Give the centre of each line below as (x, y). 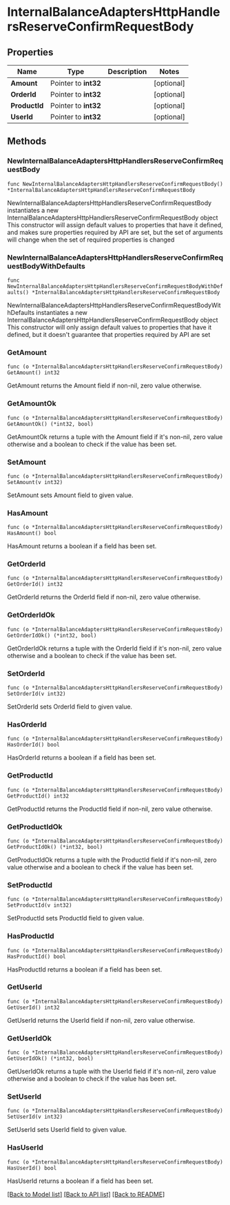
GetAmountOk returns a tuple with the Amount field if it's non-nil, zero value (115, 436)
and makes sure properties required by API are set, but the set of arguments (115, 232)
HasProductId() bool (37, 956)
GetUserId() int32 (33, 1008)
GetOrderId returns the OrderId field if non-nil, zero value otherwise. (104, 597)
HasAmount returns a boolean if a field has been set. (82, 546)
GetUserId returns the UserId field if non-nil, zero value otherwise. (101, 1020)
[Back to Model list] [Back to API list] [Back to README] (86, 1194)
